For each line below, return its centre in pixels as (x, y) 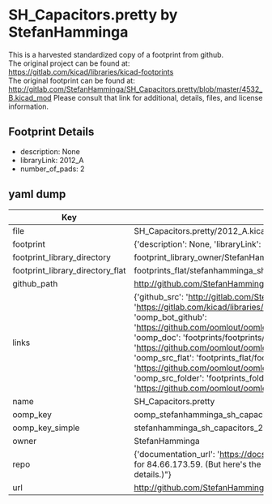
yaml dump (37, 194)
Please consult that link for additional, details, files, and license (158, 97)
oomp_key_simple (46, 428)
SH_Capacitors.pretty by (93, 15)
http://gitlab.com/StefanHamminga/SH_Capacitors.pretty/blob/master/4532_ (136, 89)
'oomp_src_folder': (169, 377)
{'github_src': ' (161, 296)
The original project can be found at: (69, 63)
